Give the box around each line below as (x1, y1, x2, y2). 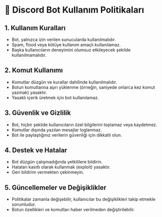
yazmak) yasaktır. (11, 90, 47, 95)
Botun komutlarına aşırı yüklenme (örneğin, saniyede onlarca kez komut (11, 84, 155, 90)
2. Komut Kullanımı (4, 66, 63, 74)
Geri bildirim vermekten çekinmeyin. (11, 169, 84, 175)
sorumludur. (11, 201, 36, 207)
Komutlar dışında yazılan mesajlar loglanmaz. (11, 127, 102, 133)
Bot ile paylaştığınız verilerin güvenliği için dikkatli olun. (11, 132, 122, 138)
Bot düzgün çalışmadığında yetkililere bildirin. (11, 159, 103, 165)
